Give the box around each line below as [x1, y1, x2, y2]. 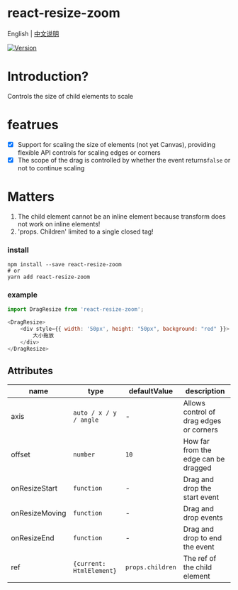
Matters [7, 189, 55, 205]
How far [183, 436, 210, 446]
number [73, 450, 96, 459]
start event [183, 492, 220, 502]
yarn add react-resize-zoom [7, 273, 91, 281]
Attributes [7, 365, 53, 377]
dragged [183, 463, 212, 473]
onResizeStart [11, 483, 58, 493]
